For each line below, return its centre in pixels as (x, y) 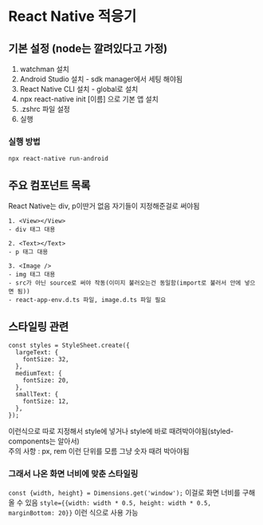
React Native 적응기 (73, 16)
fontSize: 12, (46, 401)
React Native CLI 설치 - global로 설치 (79, 89)
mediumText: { (39, 373)
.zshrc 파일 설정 (45, 109)
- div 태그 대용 (32, 230)
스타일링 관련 (39, 326)
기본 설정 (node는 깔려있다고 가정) (88, 48)
